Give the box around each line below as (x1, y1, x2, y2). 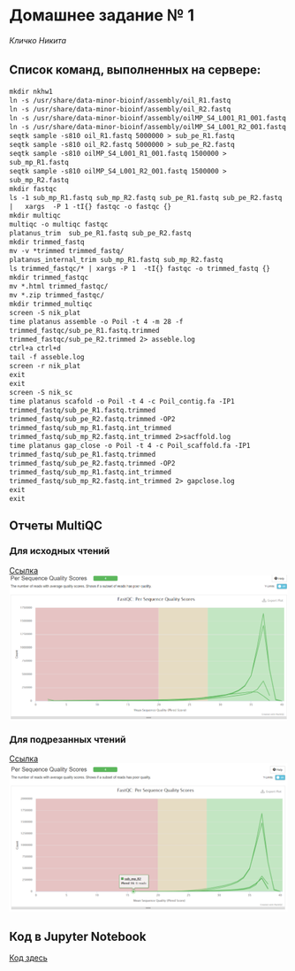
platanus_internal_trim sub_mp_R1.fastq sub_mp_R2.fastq (9, 255, 223, 264)
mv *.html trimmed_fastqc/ (9, 281, 109, 290)
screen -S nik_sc (9, 388, 73, 397)
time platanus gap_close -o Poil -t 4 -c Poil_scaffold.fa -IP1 (9, 441, 251, 450)
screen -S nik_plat (9, 308, 81, 317)
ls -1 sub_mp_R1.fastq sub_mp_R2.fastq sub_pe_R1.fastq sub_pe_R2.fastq (9, 193, 283, 202)
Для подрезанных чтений (9, 734, 126, 746)
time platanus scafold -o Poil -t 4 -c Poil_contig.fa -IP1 (9, 397, 236, 405)
